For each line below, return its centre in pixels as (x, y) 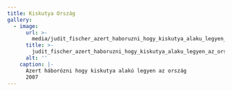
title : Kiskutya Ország (41, 13)
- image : (26, 26)
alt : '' (37, 58)
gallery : (20, 20)
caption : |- (37, 64)
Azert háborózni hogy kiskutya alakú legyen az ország (106, 70)
